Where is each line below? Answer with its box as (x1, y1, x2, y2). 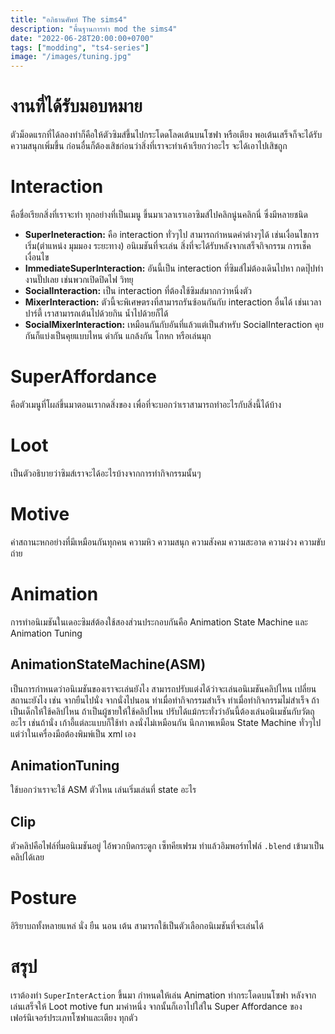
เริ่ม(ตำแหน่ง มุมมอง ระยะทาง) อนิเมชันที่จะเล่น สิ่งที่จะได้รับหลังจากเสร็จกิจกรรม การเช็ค (24, 240, 312, 251)
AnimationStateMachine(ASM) (10, 656, 207, 673)
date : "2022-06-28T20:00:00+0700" (10, 33, 155, 43)
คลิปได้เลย (10, 851, 45, 863)
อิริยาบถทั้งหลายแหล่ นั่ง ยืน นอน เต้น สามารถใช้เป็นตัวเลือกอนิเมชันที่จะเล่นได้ (10, 920, 264, 932)
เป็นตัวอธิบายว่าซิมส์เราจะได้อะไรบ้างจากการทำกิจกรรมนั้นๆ (10, 467, 202, 479)
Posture (10, 887, 77, 910)
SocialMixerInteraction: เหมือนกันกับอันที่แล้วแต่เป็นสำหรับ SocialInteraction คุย (24, 319, 324, 330)
